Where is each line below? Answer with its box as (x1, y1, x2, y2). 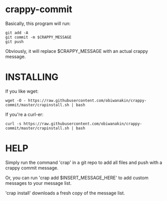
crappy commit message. (5, 164, 59, 171)
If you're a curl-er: (5, 111, 44, 118)
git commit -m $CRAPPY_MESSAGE (5, 35, 72, 40)
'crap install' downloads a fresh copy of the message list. (5, 190, 125, 196)
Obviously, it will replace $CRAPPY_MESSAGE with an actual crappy (5, 48, 149, 54)
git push (5, 39, 24, 44)
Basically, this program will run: (5, 20, 71, 26)
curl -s (5, 121, 22, 126)
